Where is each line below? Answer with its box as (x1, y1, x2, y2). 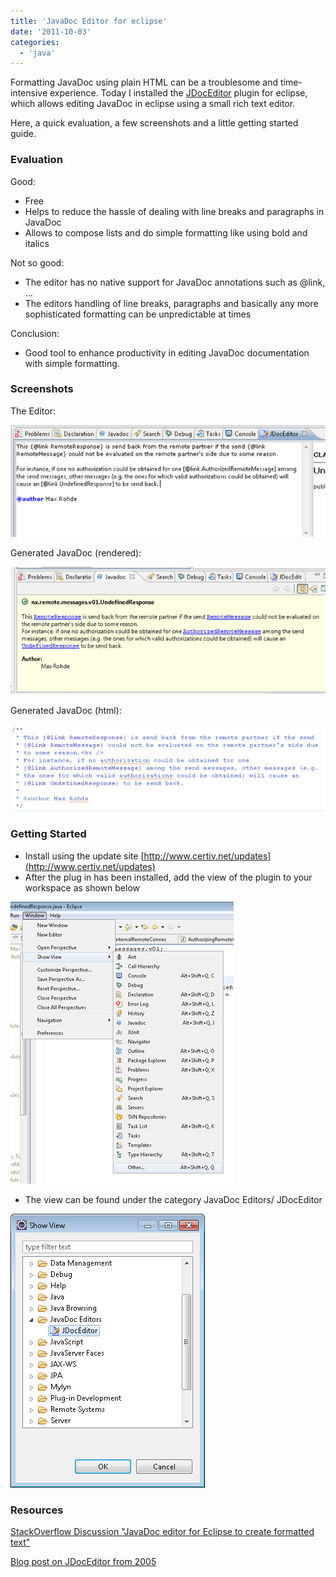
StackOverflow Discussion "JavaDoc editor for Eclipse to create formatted (10, 1525, 315, 1537)
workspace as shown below (24, 881, 141, 894)
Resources (10, 1503, 64, 1517)
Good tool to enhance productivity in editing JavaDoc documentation (24, 346, 310, 359)
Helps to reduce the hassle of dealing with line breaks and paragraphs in (24, 205, 325, 217)
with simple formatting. (24, 357, 120, 369)
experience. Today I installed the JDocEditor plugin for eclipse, (49, 87, 308, 99)
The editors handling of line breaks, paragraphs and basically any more (24, 297, 319, 309)
